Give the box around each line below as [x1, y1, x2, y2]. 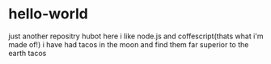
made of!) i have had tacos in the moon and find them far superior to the [8, 39, 249, 49]
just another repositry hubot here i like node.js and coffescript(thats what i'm [8, 31, 265, 41]
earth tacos [8, 48, 47, 58]
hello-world [8, 5, 89, 23]
